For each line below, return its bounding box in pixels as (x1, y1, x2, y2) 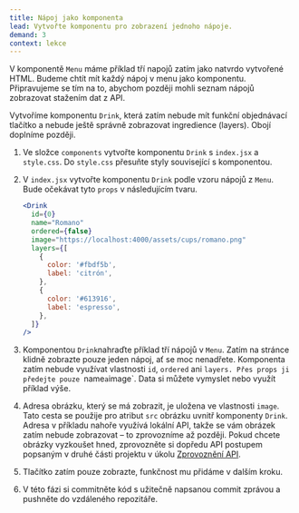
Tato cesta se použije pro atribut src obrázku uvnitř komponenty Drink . (22, 410, 288, 421)
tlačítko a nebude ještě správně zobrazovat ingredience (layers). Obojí (9, 120, 272, 131)
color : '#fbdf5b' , (46, 261, 117, 270)
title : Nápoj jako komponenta (9, 13, 124, 23)
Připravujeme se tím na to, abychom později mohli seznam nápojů (9, 83, 256, 94)
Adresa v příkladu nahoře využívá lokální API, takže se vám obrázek (22, 419, 276, 431)
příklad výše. (22, 383, 71, 394)
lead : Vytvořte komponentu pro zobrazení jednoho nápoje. (9, 22, 233, 31)
